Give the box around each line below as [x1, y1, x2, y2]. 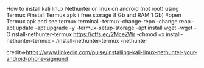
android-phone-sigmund [6, 55, 68, 62]
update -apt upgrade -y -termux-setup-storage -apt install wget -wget [15, 24, 193, 31]
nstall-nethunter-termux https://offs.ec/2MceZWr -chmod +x [12, 31, 165, 38]
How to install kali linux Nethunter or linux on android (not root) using [6, 5, 179, 12]
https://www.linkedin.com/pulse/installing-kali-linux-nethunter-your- [26, 49, 198, 56]
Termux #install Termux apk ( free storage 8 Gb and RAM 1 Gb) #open [6, 11, 181, 19]
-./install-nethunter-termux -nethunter [51, 37, 148, 44]
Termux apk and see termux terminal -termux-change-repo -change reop [6, 18, 191, 25]
